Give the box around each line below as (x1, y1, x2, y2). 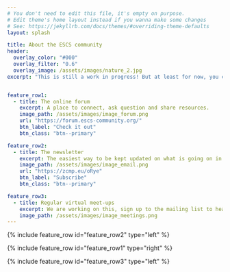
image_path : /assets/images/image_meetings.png (19, 212, 157, 219)
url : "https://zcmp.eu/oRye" (19, 168, 103, 175)
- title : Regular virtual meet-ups (13, 199, 115, 206)
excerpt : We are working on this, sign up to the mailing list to (19, 206, 213, 212)
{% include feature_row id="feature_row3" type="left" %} (7, 258, 170, 266)
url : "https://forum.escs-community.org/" (19, 117, 142, 124)
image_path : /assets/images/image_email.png (19, 162, 149, 169)
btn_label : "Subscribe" (19, 174, 88, 182)
